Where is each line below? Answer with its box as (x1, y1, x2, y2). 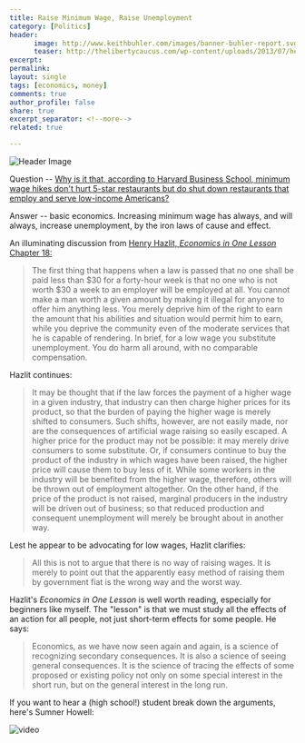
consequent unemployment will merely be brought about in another (31, 512, 284, 523)
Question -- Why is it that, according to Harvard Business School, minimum (9, 173, 290, 184)
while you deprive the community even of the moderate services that (31, 323, 290, 333)
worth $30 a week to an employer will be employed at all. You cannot (31, 284, 290, 295)
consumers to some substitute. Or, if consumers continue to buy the (31, 445, 287, 455)
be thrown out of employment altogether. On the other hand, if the (31, 483, 279, 494)
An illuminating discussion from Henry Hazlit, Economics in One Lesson (9, 238, 277, 248)
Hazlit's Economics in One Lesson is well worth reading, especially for (9, 594, 271, 605)
